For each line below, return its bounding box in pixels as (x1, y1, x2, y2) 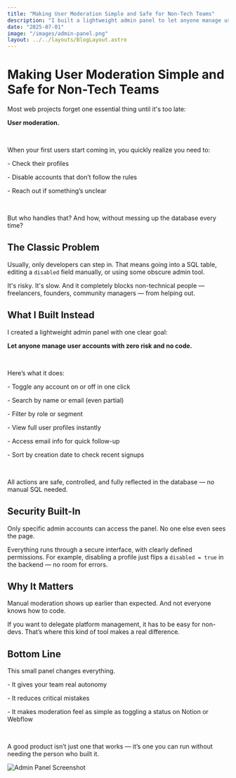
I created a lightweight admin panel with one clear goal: (7, 328, 168, 336)
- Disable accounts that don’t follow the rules (7, 173, 138, 181)
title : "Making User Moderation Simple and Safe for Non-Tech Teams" (7, 10, 216, 18)
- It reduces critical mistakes (7, 694, 90, 703)
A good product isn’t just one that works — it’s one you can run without (7, 742, 213, 751)
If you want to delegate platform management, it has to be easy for (7, 620, 201, 629)
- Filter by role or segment (7, 409, 83, 418)
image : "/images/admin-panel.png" (7, 30, 109, 37)
